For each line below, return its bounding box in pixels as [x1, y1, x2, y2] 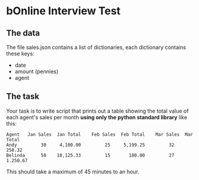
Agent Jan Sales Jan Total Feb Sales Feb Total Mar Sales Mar [6, 131, 194, 138]
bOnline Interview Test [6, 4, 121, 18]
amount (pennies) [14, 68, 58, 75]
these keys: [6, 50, 35, 57]
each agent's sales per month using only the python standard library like [6, 113, 188, 120]
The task [6, 91, 40, 102]
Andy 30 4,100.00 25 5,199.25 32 [6, 142, 175, 148]
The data [6, 28, 40, 38]
